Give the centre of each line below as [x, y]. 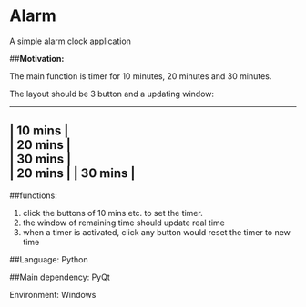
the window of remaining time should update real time [123, 223]
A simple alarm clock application [71, 41]
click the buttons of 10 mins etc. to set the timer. [112, 213]
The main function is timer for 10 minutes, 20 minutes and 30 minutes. [141, 76]
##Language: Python [49, 259]
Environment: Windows [53, 294]
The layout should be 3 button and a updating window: [112, 94]
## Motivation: [37, 58]
